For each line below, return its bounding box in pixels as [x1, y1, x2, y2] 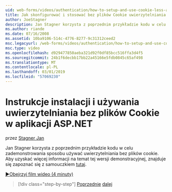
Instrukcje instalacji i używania [5, 96, 140, 108]
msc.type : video [5, 46, 40, 51]
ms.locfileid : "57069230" [5, 74, 60, 79]
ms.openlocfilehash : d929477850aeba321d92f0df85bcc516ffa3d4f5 [5, 50, 143, 55]
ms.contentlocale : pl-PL [5, 65, 58, 70]
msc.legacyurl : [5, 41, 38, 46]
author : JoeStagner [5, 17, 47, 22]
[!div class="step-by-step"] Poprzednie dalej [17, 181, 113, 187]
